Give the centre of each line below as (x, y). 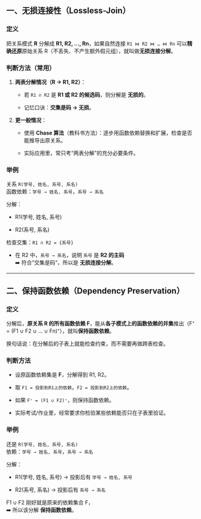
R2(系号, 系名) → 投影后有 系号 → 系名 (60, 490)
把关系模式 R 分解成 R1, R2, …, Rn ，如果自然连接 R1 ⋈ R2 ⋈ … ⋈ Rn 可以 (97, 43)
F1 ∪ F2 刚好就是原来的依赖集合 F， (50, 502)
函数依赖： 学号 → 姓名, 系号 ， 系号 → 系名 (55, 192)
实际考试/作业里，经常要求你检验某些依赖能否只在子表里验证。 (92, 413)
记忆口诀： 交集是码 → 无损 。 (59, 107)
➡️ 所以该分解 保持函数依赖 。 (42, 509)
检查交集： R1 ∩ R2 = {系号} (40, 242)
